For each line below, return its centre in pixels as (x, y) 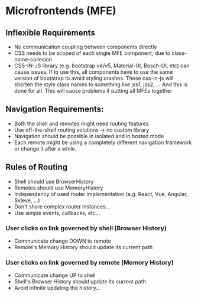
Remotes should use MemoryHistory (59, 188)
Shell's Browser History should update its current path (80, 282)
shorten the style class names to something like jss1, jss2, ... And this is (101, 84)
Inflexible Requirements (51, 33)
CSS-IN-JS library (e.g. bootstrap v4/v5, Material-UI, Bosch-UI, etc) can (102, 66)
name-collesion (33, 59)
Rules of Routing (37, 167)
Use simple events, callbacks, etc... (57, 213)
